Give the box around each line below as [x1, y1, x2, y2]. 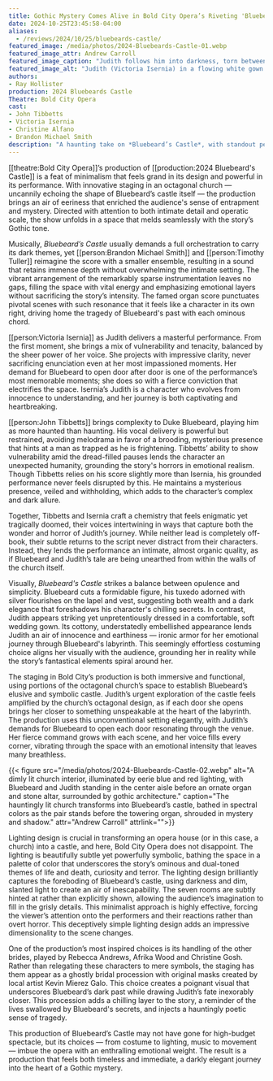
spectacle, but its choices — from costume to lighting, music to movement [8, 1037, 258, 1047]
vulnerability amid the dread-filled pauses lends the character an [8, 452, 225, 462]
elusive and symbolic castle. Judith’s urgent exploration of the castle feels [8, 688, 256, 699]
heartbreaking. [8, 402, 58, 411]
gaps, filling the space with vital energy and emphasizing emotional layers [8, 282, 256, 292]
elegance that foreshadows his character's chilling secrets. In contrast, [8, 604, 246, 614]
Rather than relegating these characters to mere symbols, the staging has [8, 961, 254, 970]
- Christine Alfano [8, 125, 75, 133]
